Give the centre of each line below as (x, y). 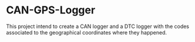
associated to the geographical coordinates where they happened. (87, 32)
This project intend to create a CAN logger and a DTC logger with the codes (98, 26)
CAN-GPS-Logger (51, 10)
